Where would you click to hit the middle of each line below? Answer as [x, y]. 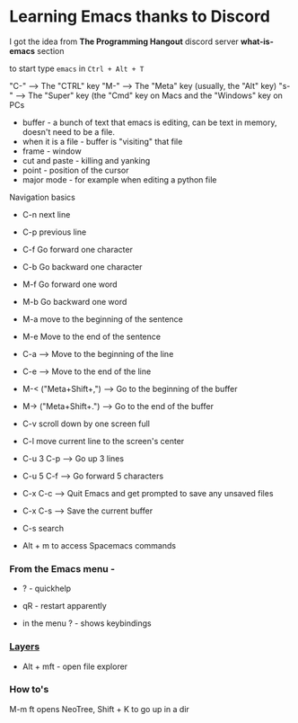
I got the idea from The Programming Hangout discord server [124, 41]
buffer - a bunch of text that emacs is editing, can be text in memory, [149, 122]
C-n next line [46, 214]
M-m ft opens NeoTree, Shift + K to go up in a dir [100, 709]
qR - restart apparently [65, 606]
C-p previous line [54, 232]
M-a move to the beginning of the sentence [103, 319]
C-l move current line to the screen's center [103, 441]
